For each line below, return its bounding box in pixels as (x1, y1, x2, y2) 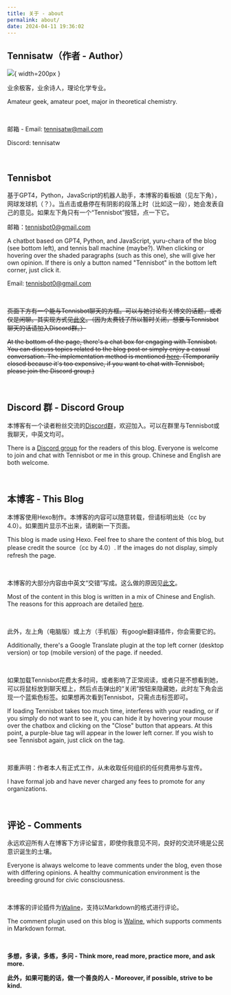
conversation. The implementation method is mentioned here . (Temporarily (7, 352, 219, 360)
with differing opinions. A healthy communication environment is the (7, 868, 201, 877)
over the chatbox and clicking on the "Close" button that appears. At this (7, 721, 213, 730)
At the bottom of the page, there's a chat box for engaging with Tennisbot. (7, 338, 218, 346)
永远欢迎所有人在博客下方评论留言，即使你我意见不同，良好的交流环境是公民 (7, 839, 224, 847)
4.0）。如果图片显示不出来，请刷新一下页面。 (7, 521, 134, 529)
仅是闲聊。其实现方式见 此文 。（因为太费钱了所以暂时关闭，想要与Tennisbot (7, 316, 219, 323)
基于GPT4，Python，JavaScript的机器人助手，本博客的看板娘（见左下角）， (7, 191, 221, 199)
